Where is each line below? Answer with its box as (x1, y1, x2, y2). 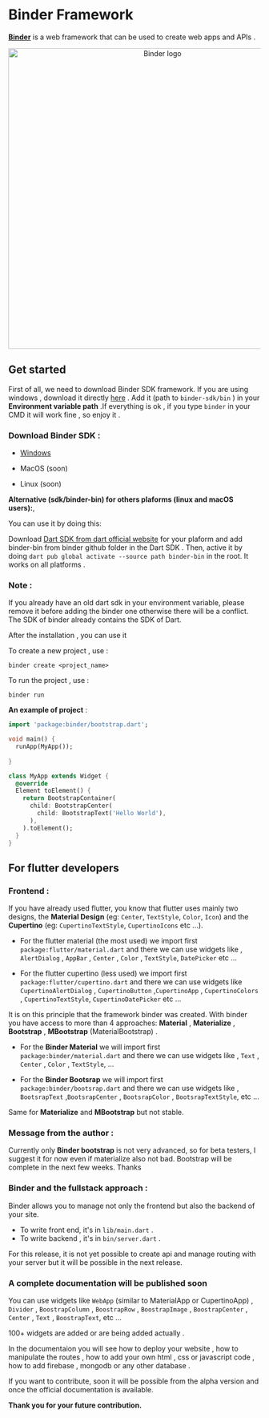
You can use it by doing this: (8, 519, 102, 528)
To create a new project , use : (8, 646, 109, 656)
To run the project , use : (8, 676, 90, 685)
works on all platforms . (8, 560, 86, 570)
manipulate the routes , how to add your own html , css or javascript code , (8, 1352, 255, 1362)
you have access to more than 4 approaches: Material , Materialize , (8, 1018, 236, 1028)
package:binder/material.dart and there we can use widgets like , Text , (19, 1051, 260, 1060)
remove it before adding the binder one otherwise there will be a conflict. (8, 607, 249, 616)
